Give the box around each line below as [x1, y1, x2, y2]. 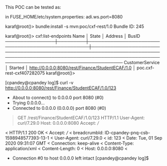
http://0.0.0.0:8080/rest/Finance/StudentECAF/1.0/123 [5, 85, 116, 91]
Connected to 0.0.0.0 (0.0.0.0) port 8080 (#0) [12, 105, 106, 111]
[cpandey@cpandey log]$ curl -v [5, 80, 74, 85]
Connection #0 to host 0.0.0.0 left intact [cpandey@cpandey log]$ [12, 155, 149, 161]
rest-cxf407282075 [5, 70, 45, 76]
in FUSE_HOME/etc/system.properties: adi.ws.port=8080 [5, 14, 123, 19]
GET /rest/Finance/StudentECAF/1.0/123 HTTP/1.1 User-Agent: [17, 115, 145, 121]
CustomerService [124, 60, 160, 65]
